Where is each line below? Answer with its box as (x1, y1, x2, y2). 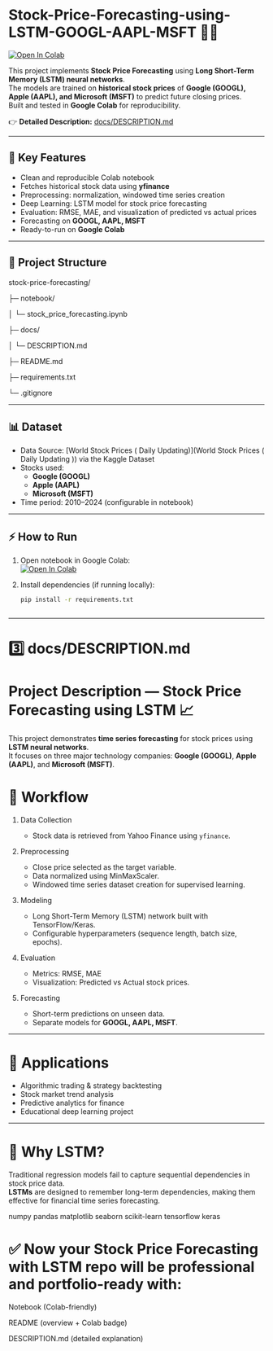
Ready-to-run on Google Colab (19, 224, 125, 234)
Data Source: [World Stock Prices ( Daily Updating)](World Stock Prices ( (19, 445, 265, 455)
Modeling (19, 896, 53, 906)
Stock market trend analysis (19, 1090, 114, 1099)
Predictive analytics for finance (19, 1098, 124, 1108)
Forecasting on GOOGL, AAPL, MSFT (19, 216, 146, 226)
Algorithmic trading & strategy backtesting (19, 1081, 162, 1090)
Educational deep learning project (19, 1107, 134, 1116)
